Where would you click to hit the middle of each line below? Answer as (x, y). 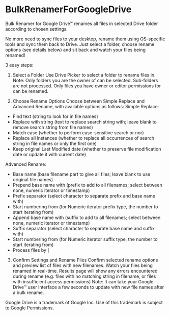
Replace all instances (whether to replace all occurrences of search (83, 138)
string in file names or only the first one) (54, 143)
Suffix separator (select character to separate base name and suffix (84, 228)
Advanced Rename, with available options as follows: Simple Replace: (86, 106)
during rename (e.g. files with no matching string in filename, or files (84, 276)
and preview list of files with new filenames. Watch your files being (82, 265)
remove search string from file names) (53, 127)
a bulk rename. (28, 293)
